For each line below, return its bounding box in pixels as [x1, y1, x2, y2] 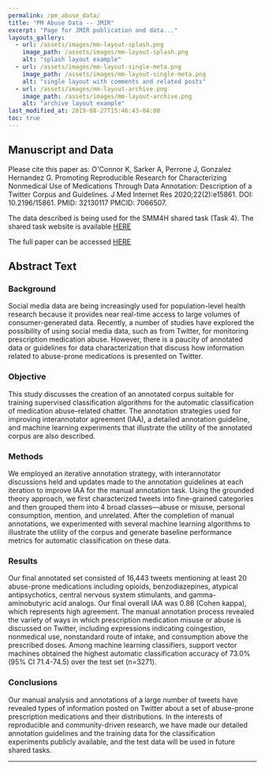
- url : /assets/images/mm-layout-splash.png [15, 41, 164, 49]
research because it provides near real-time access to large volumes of [8, 309, 241, 320]
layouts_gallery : [8, 33, 65, 42]
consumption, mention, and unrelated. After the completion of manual [8, 510, 234, 520]
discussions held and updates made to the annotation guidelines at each [8, 477, 244, 486]
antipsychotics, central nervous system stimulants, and [8, 590, 188, 600]
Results [8, 555, 38, 566]
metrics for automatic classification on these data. [8, 536, 171, 545]
